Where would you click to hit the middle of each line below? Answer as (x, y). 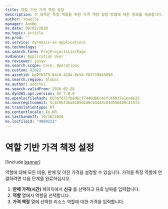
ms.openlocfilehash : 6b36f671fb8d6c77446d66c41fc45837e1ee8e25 (72, 98)
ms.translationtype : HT (30, 107)
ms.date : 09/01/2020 (27, 28)
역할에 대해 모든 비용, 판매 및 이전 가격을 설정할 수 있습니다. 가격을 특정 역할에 (81, 172)
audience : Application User (34, 56)
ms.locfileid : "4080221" (31, 121)
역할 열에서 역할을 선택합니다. (41, 195)
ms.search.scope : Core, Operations (42, 65)
